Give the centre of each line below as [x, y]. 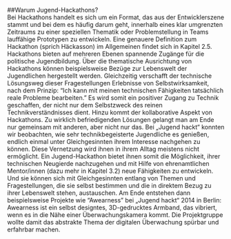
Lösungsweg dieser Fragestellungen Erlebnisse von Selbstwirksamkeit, [108, 83]
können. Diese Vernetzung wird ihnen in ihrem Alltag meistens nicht [103, 149]
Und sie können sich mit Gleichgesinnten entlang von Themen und [101, 178]
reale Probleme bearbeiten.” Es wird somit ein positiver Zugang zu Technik [113, 98]
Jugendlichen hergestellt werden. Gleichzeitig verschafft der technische [110, 76]
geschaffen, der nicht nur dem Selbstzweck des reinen [85, 105]
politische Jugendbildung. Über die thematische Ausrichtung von [99, 61]
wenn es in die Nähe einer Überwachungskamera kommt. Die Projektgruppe [115, 215]
